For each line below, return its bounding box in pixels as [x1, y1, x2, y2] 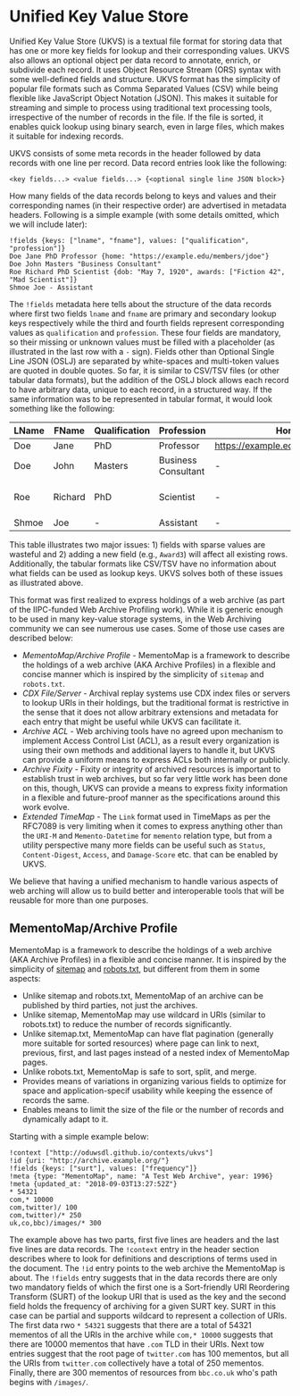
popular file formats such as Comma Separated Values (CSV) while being [9, 83, 279, 94]
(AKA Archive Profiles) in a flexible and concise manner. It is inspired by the [9, 954, 287, 965]
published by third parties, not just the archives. [21, 999, 198, 1010]
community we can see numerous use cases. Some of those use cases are [9, 623, 286, 633]
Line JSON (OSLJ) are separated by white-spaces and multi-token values [9, 355, 279, 366]
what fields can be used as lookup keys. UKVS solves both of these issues [9, 567, 284, 578]
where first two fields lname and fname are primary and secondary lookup [9, 308, 277, 319]
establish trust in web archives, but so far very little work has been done [21, 773, 288, 783]
